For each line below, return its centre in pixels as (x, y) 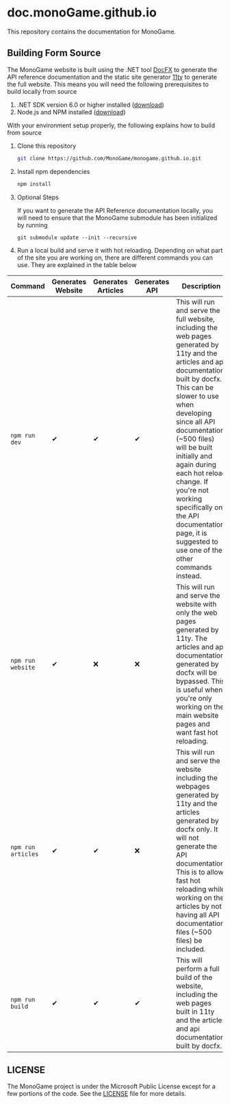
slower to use (197, 396)
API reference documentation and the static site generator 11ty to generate (112, 77)
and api (188, 1029)
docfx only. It (197, 829)
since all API (195, 421)
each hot (190, 473)
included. (191, 949)
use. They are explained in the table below (77, 264)
